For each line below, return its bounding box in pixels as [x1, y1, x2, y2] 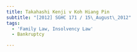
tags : [6, 20, 20, 26]
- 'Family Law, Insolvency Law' [12, 25, 94, 32]
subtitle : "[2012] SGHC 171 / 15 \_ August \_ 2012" [6, 15, 132, 21]
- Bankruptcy [12, 31, 45, 37]
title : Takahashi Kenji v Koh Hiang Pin [6, 8, 110, 15]
